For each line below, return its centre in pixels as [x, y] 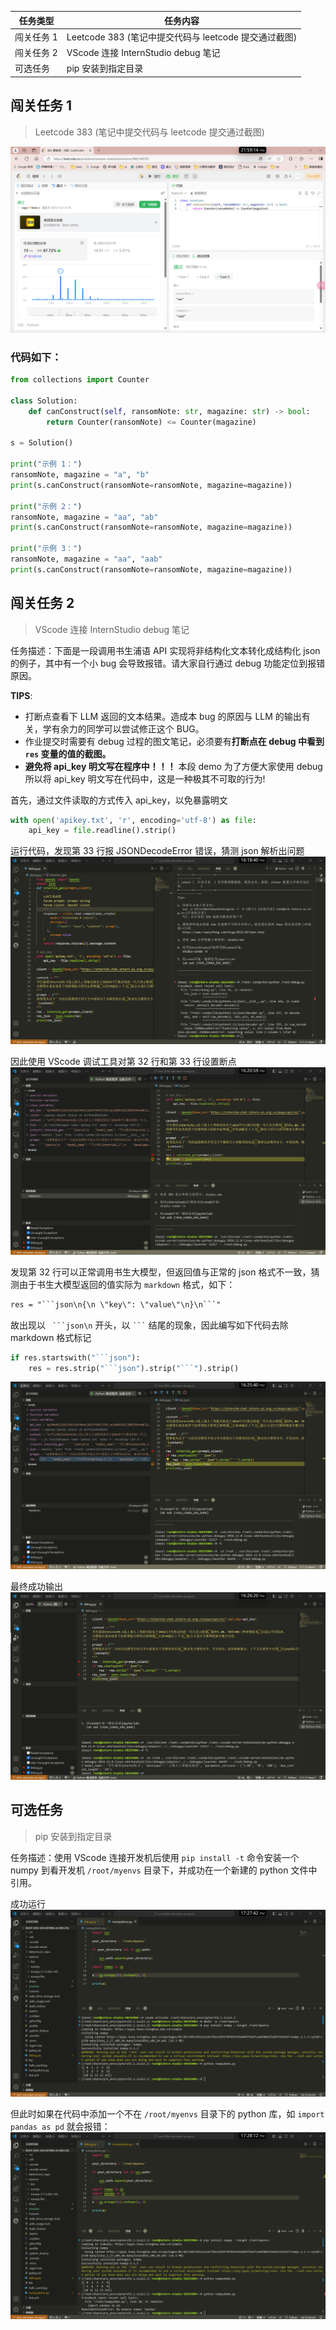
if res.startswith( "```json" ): [75, 1357]
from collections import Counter [80, 380]
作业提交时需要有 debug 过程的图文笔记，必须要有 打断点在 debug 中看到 [174, 741]
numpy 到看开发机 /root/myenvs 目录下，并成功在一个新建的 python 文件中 [164, 1870]
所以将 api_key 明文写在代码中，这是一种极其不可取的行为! [145, 778]
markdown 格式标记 [51, 1337]
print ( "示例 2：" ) [46, 506]
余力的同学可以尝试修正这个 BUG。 [132, 728]
